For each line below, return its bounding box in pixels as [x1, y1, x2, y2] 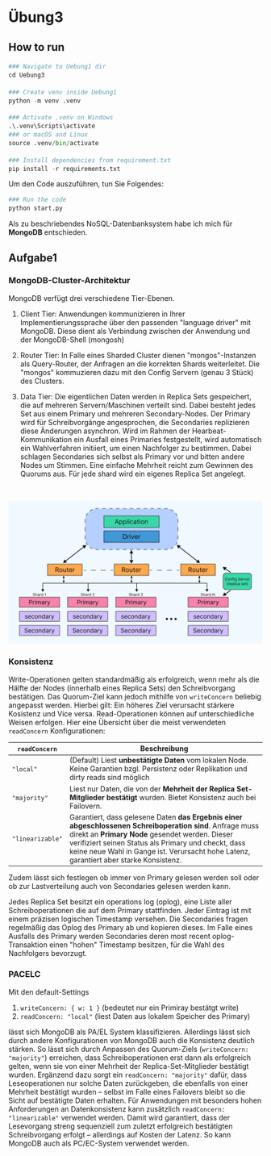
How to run [8, 40, 65, 54]
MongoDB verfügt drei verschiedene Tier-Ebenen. [8, 293, 175, 303]
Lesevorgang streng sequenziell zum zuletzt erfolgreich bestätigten [8, 1121, 233, 1131]
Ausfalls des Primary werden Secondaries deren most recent [8, 932, 211, 941]
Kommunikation [19, 434, 73, 444]
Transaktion [8, 940, 48, 949]
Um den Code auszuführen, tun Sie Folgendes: [8, 179, 164, 189]
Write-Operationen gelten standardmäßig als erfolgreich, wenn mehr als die [8, 674, 260, 684]
